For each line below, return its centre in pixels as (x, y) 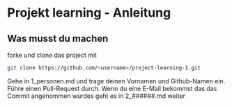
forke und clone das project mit (52, 55)
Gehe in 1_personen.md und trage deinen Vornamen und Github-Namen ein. (116, 81)
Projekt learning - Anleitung (89, 13)
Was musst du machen (58, 39)
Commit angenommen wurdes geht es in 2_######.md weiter (96, 96)
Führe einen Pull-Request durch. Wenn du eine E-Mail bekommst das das (112, 88)
